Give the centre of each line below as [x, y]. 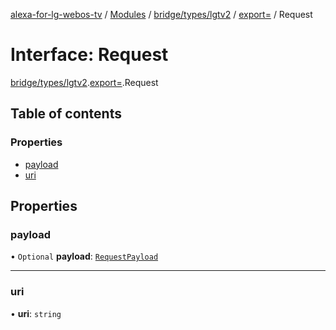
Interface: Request [89, 55]
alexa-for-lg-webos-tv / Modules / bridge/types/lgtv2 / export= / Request [161, 14]
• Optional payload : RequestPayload [84, 256]
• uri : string [36, 313]
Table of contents [66, 114]
